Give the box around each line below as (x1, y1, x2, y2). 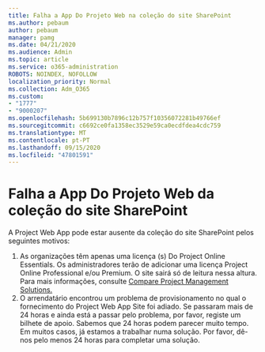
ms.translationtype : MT (8, 129, 87, 137)
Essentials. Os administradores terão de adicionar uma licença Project (19, 260, 248, 269)
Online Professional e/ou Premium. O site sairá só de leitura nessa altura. (19, 268, 257, 278)
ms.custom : (8, 92, 44, 100)
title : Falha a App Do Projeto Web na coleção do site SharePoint (8, 11, 232, 20)
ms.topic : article (8, 56, 69, 64)
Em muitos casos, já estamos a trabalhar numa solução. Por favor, (19, 327, 235, 336)
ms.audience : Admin (8, 48, 73, 56)
